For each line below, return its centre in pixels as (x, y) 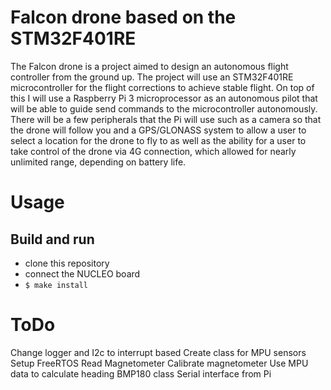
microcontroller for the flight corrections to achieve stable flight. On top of (162, 87)
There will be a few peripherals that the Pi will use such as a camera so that (166, 119)
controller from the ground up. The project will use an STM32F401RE (152, 77)
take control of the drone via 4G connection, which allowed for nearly (153, 151)
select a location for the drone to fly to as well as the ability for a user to (158, 140)
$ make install (56, 285)
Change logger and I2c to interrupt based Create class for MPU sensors (158, 352)
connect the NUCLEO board (82, 273)
